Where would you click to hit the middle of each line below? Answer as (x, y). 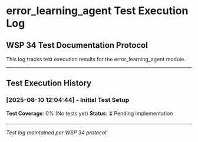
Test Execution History (49, 83)
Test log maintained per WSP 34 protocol (56, 132)
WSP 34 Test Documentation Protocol (77, 45)
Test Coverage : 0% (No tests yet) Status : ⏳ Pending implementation (90, 113)
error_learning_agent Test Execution (97, 11)
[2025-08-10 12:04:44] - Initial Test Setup (68, 100)
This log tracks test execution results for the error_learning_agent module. (96, 59)
